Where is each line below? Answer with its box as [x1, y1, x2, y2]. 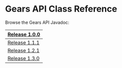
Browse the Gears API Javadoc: [5, 19, 70, 25]
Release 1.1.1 [7, 39, 40, 46]
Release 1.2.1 [7, 47, 40, 54]
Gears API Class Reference [5, 3, 117, 15]
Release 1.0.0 [7, 31, 40, 37]
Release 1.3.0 [7, 55, 40, 62]
